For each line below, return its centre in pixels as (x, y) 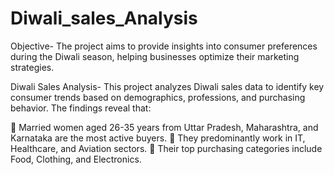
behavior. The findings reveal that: (81, 108)
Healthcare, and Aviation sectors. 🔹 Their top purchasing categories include (166, 148)
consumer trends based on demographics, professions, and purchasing (158, 97)
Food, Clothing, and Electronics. (76, 159)
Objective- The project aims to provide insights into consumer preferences (164, 46)
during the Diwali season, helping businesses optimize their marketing (155, 56)
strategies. (32, 67)
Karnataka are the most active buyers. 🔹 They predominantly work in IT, (158, 138)
